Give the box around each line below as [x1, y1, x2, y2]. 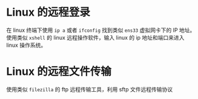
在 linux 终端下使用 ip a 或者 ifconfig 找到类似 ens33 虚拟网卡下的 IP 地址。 [6, 26, 196, 34]
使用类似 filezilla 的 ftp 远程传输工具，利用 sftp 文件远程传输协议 [6, 85, 173, 93]
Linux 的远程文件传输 [6, 65, 112, 79]
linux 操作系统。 [6, 41, 47, 49]
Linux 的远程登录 [6, 5, 91, 19]
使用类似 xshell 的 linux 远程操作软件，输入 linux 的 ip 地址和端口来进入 [6, 34, 185, 41]
